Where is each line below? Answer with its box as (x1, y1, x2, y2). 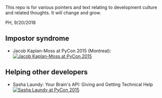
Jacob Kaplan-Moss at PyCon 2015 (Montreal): (12, 48, 112, 54)
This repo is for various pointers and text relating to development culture (5, 5, 157, 10)
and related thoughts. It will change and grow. (5, 10, 101, 16)
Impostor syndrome (5, 34, 70, 43)
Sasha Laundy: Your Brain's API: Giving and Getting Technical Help (12, 81, 153, 87)
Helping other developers (5, 68, 88, 77)
